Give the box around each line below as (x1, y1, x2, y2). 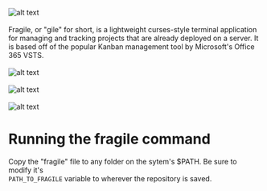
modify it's (8, 165, 44, 175)
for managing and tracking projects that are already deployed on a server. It (8, 33, 259, 43)
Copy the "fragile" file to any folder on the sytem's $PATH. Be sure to (8, 156, 237, 166)
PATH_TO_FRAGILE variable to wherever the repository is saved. (8, 173, 212, 183)
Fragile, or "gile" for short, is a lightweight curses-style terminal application (8, 25, 257, 34)
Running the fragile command (8, 130, 211, 148)
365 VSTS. (8, 51, 44, 60)
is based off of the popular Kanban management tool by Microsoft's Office (8, 42, 255, 52)
